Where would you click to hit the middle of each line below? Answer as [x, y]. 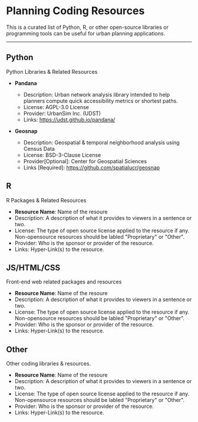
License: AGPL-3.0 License [56, 107]
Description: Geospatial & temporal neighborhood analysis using [101, 142]
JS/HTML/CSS [33, 267]
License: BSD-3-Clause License [62, 155]
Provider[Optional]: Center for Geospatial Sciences [85, 161]
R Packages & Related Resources [46, 200]
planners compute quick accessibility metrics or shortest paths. [100, 101]
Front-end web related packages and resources [64, 282]
